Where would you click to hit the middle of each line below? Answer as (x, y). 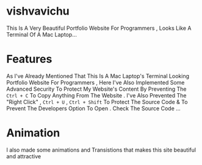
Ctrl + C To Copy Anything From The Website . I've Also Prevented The (96, 95)
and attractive (24, 156)
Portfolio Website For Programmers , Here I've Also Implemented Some (96, 82)
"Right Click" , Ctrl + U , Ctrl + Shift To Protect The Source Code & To (97, 102)
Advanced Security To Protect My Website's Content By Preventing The (96, 89)
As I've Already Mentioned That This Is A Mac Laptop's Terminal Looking (98, 76)
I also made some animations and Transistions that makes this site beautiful (101, 150)
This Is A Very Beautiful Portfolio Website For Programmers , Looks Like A (99, 28)
